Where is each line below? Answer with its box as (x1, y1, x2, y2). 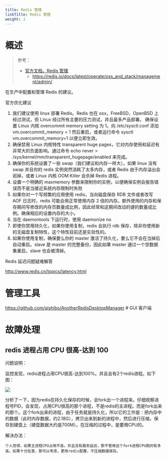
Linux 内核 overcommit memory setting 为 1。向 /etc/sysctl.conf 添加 (18, 123, 159, 129)
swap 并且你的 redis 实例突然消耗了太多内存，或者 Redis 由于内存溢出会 (12, 166, 161, 172)
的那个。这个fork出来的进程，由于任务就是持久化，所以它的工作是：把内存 (5, 409, 158, 415)
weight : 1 (5, 16, 26, 21)
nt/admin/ (32, 78, 52, 85)
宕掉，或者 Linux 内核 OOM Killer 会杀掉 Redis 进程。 (12, 173, 122, 179)
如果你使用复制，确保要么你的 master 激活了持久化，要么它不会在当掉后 (12, 235, 161, 241)
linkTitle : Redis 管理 (5, 12, 51, 17)
